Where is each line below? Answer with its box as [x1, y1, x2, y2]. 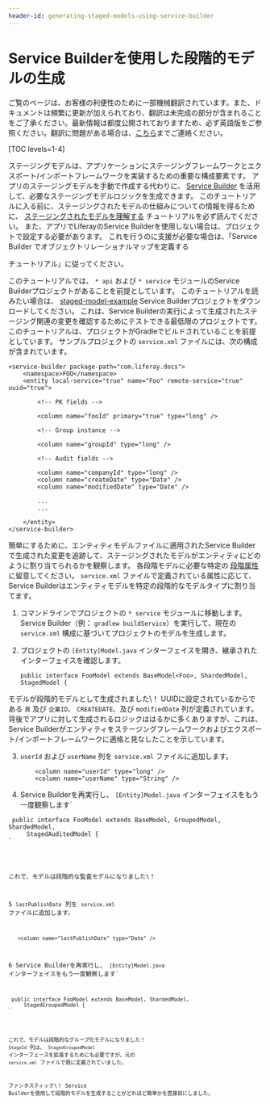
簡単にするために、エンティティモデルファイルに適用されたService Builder [8, 540, 256, 550]
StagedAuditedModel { [26, 829, 99, 838]
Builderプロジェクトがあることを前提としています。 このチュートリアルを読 [8, 286, 260, 296]
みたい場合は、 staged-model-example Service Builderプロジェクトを [8, 296, 240, 305]
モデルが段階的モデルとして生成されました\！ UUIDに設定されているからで [8, 694, 256, 703]
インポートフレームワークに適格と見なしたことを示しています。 [18, 734, 229, 744]
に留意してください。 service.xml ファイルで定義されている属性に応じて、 [8, 570, 256, 580]
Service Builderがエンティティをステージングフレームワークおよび [8, 724, 227, 733]
